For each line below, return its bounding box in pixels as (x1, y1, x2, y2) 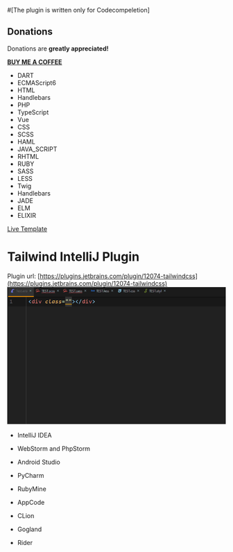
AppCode (17, 498, 45, 506)
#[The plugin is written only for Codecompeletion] (7, 6, 150, 14)
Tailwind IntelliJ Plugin (7, 249, 140, 264)
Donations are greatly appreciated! (7, 44, 109, 53)
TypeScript (17, 107, 49, 117)
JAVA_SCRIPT (17, 145, 58, 153)
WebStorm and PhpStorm (17, 444, 91, 453)
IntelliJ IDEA (17, 431, 52, 439)
